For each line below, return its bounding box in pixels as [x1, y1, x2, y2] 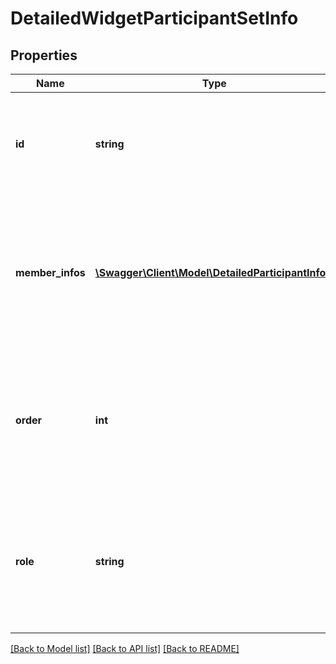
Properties [10, 47, 78, 64]
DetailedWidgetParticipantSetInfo [10, 7, 299, 30]
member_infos [15, 266, 86, 279]
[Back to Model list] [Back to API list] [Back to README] [10, 643, 240, 654]
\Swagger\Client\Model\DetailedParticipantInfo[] [94, 266, 334, 279]
